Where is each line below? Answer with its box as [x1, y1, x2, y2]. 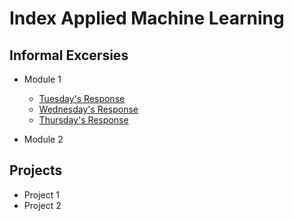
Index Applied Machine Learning [9, 7, 285, 30]
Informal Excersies [9, 47, 129, 64]
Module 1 [23, 73, 62, 85]
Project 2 [23, 199, 62, 211]
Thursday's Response [38, 114, 129, 126]
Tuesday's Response [38, 93, 126, 104]
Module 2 [23, 133, 64, 145]
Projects [9, 162, 63, 179]
